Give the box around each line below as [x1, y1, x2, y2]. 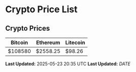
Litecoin [65, 39, 85, 46]
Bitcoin [11, 39, 28, 46]
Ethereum [36, 39, 60, 46]
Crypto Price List [5, 4, 78, 15]
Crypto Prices [5, 24, 50, 33]
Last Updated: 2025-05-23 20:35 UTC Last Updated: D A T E [5, 61, 131, 67]
